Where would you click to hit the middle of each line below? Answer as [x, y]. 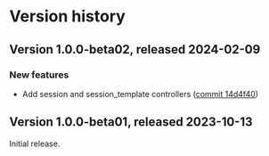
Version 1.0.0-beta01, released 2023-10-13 [131, 122]
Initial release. [35, 144]
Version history [68, 16]
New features [39, 75]
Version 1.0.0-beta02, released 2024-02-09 [135, 49]
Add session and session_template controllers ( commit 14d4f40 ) [140, 94]
